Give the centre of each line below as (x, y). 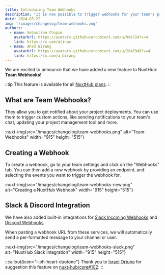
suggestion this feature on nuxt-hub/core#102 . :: (54, 267)
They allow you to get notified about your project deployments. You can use (82, 112)
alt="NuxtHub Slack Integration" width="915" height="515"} (66, 252)
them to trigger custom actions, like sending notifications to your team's (78, 117)
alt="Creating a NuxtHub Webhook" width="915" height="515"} (69, 190)
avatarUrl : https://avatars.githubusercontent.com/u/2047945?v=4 (82, 51)
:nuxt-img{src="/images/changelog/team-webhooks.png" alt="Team (75, 132)
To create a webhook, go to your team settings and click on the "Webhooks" (82, 164)
